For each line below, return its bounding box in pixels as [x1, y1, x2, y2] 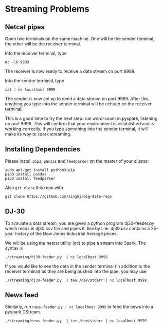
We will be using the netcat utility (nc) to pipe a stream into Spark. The [5, 240, 146, 246]
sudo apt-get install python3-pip [5, 167, 75, 173]
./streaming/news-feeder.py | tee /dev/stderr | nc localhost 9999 [5, 318, 147, 324]
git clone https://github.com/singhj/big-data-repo [5, 194, 112, 199]
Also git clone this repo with [5, 184, 63, 191]
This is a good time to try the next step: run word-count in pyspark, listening [5, 116, 158, 121]
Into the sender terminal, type [5, 78, 65, 83]
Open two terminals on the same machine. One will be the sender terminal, [5, 36, 155, 41]
